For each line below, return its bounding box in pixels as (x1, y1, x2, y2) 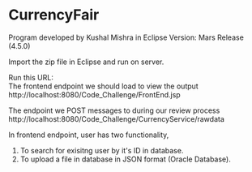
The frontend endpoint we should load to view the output (8, 81, 199, 91)
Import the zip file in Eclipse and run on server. (8, 57, 164, 67)
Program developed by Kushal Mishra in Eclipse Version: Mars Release (8, 32, 245, 42)
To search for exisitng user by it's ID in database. (19, 145, 184, 155)
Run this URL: (8, 72, 54, 82)
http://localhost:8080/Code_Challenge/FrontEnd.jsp (8, 89, 181, 99)
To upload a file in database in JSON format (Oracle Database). (19, 154, 231, 164)
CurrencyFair (8, 6, 100, 24)
